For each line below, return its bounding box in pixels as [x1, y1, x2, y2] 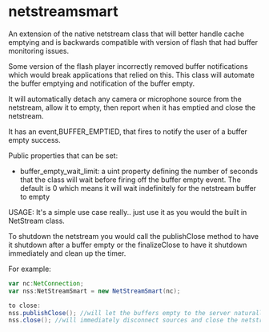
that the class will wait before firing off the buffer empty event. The [19, 175, 242, 184]
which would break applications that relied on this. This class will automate [8, 70, 255, 79]
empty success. [8, 135, 62, 144]
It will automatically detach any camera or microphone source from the [8, 94, 242, 103]
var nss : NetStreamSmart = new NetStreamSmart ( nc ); [8, 287, 181, 295]
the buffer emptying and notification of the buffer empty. [8, 79, 195, 88]
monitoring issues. [8, 46, 70, 55]
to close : [8, 302, 42, 310]
